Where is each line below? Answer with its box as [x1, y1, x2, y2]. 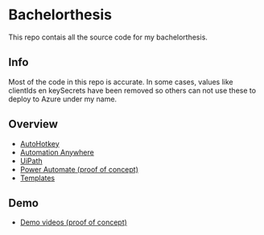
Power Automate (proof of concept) [19, 164, 139, 174]
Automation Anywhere [19, 147, 94, 157]
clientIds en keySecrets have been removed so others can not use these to [8, 85, 256, 95]
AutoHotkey [19, 138, 60, 148]
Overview [8, 117, 59, 131]
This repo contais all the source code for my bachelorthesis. [8, 32, 208, 42]
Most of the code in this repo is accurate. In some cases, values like [8, 76, 233, 86]
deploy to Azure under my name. [8, 94, 118, 104]
